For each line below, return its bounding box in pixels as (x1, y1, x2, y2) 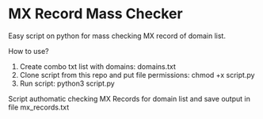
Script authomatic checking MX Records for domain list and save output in (8, 94, 251, 103)
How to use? (8, 46, 49, 56)
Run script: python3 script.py (19, 79, 115, 88)
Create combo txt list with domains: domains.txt (19, 61, 177, 71)
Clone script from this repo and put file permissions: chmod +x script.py (19, 70, 255, 79)
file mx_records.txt (8, 102, 70, 112)
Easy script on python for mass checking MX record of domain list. (8, 31, 226, 40)
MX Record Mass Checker (8, 5, 184, 23)
